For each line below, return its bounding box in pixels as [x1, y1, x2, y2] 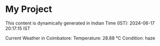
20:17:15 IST [5, 25, 30, 31]
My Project [5, 3, 52, 15]
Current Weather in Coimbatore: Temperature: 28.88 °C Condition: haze [5, 35, 155, 41]
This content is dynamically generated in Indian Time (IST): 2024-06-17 [5, 20, 155, 26]
